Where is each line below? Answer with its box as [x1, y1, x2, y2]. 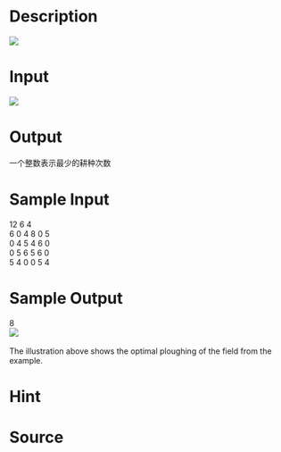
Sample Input [9, 189, 110, 209]
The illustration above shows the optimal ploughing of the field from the [9, 346, 272, 356]
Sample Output [9, 288, 123, 308]
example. [9, 355, 43, 365]
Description [9, 6, 98, 27]
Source [9, 427, 64, 448]
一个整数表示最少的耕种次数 [9, 157, 112, 168]
